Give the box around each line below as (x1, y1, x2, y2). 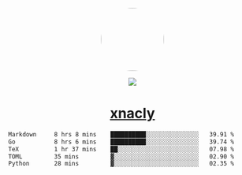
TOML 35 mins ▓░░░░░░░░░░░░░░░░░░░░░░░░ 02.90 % (8, 152, 235, 161)
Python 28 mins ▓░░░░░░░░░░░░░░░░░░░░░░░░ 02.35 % (8, 160, 235, 168)
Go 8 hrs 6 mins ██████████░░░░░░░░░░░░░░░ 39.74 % (8, 138, 235, 146)
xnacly (110, 105, 155, 122)
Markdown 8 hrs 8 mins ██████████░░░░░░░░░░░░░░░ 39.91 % (8, 130, 235, 138)
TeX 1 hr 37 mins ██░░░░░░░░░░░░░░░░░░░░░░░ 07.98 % (8, 145, 235, 153)
